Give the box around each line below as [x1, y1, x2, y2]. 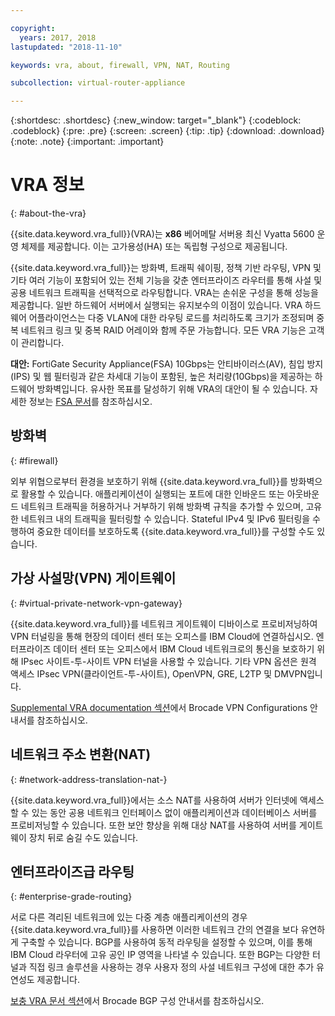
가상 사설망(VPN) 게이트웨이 [10, 570, 177, 587]
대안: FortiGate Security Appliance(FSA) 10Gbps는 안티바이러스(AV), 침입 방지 [10, 358, 324, 370]
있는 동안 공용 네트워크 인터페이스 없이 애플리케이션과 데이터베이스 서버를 [31, 806, 318, 818]
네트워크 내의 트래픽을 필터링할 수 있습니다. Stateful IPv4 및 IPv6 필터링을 [20, 512, 311, 525]
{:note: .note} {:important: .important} [10, 136, 165, 148]
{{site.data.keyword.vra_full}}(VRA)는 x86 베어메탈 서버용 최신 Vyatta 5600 [10, 228, 315, 240]
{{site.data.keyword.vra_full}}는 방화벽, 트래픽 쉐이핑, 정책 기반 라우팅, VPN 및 [10, 262, 322, 274]
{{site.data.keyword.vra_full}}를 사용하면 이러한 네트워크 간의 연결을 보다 [10, 924, 299, 936]
